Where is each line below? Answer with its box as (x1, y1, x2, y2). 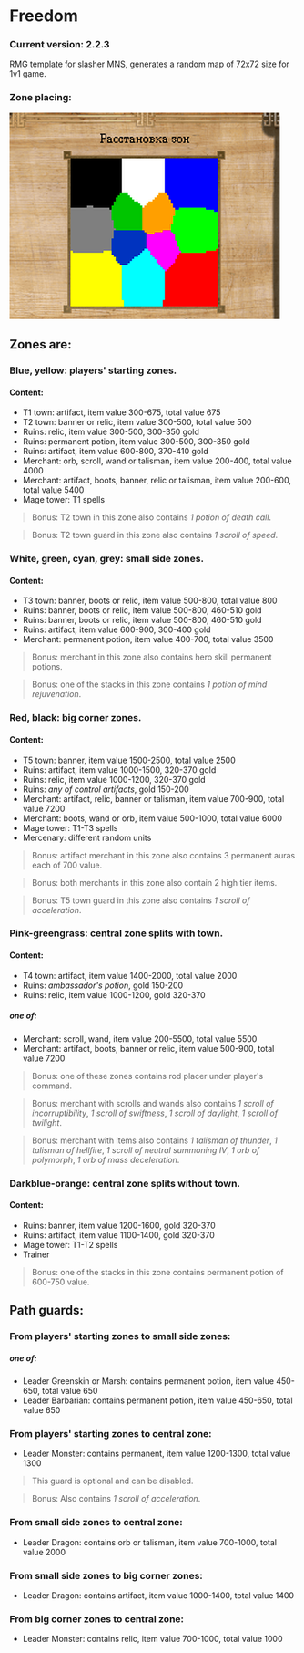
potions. (31, 661, 63, 672)
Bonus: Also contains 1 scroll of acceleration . (31, 1493, 201, 1504)
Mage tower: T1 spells (22, 494, 106, 505)
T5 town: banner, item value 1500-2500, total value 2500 (22, 754, 236, 765)
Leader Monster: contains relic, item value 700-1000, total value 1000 (22, 1634, 284, 1645)
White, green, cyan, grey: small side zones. (9, 553, 205, 566)
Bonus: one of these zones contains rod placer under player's (31, 1070, 264, 1081)
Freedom (9, 5, 79, 26)
